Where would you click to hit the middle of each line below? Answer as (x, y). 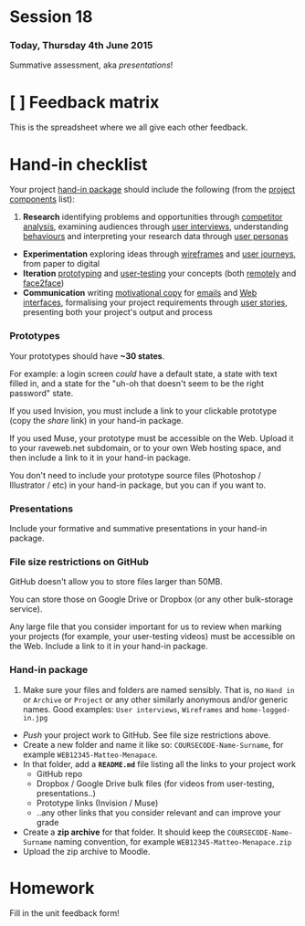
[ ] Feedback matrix (84, 102)
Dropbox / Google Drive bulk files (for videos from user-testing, (155, 784)
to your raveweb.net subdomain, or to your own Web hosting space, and (145, 447)
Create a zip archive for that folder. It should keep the (124, 832)
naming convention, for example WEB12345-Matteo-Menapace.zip (173, 841)
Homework (52, 888)
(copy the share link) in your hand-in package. (97, 420)
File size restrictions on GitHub (79, 562)
